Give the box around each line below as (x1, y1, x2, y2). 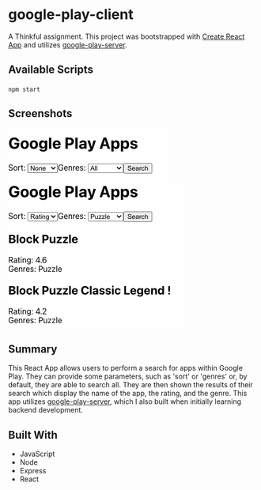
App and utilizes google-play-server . (8, 40, 128, 49)
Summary (8, 342, 58, 356)
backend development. (8, 405, 83, 415)
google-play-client (8, 6, 134, 24)
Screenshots (8, 107, 73, 120)
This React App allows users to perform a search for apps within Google (8, 364, 244, 373)
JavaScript (19, 449, 55, 459)
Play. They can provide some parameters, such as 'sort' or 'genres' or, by (8, 371, 248, 381)
